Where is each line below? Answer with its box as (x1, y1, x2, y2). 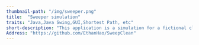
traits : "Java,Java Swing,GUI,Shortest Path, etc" (6, 19, 134, 25)
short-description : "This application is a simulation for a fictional (6, 25, 187, 31)
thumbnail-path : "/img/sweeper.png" (6, 8, 97, 15)
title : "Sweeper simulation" (6, 14, 81, 20)
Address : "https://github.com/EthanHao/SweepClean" (6, 30, 136, 36)
